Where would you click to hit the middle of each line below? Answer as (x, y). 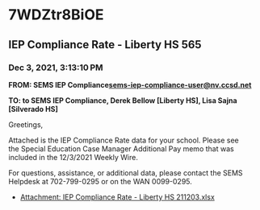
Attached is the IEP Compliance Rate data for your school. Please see (124, 140)
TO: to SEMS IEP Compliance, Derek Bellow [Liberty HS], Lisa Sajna (123, 100)
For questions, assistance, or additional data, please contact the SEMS (126, 173)
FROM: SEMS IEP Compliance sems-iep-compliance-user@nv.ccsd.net (130, 84)
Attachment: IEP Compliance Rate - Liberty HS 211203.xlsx (117, 197)
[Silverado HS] (33, 109)
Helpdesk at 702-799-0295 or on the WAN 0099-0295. (100, 181)
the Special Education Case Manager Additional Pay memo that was (121, 148)
